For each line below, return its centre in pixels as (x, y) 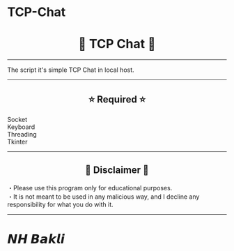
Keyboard (21, 127)
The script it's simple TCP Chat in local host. (71, 70)
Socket (17, 119)
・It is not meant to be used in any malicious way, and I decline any (103, 197)
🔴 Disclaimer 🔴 (117, 170)
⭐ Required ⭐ (117, 99)
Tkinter (17, 142)
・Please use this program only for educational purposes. (90, 188)
